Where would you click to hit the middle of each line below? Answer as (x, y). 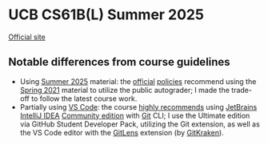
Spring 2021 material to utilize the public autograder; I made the (125, 90)
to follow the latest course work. (84, 99)
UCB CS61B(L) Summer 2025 (106, 15)
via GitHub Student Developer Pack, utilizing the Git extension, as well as (140, 124)
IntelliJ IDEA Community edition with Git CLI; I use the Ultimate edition (135, 115)
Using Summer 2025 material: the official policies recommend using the (138, 81)
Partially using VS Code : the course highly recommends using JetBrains (138, 107)
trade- (242, 90)
